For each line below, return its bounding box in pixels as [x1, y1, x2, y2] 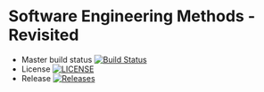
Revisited [8, 25, 79, 45]
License [21, 64, 51, 74]
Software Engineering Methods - [8, 6, 256, 27]
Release [21, 73, 51, 83]
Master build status [21, 54, 93, 65]
